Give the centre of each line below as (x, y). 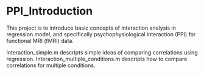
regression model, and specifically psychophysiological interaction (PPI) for (101, 34)
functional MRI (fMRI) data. (40, 41)
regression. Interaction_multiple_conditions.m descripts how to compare (97, 59)
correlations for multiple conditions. (51, 65)
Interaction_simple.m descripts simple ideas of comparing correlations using (102, 52)
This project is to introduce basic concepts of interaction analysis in (91, 28)
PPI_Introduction (50, 11)
